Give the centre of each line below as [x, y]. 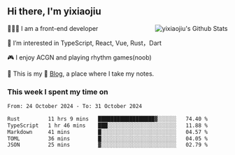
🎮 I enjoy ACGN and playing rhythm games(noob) [79, 57]
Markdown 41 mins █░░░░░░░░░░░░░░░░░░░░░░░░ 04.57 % [108, 132]
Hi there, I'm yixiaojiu [54, 12]
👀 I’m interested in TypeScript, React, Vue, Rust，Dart [85, 43]
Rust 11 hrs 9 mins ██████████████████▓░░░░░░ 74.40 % [108, 119]
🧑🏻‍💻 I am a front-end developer [53, 28]
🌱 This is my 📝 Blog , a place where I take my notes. [81, 74]
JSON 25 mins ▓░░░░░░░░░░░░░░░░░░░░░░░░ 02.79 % [108, 145]
